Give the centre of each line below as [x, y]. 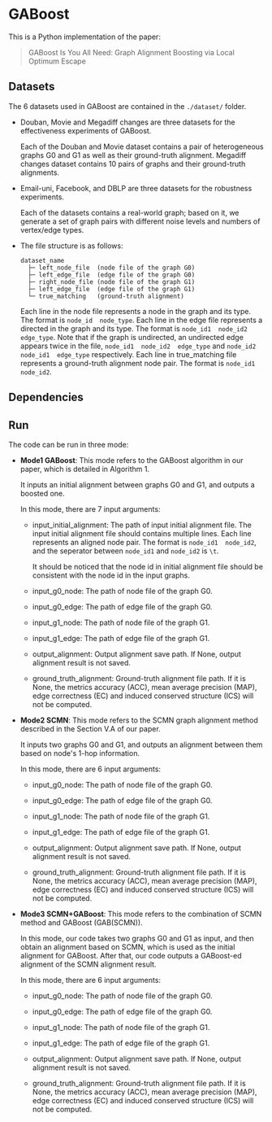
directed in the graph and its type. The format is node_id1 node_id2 [134, 328]
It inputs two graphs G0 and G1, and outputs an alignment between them [141, 744]
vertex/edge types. [52, 229]
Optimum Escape [57, 61]
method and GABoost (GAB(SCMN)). [82, 922]
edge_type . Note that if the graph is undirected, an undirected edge [132, 337]
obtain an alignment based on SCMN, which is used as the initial [127, 947]
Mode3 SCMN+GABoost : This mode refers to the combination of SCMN [141, 914]
